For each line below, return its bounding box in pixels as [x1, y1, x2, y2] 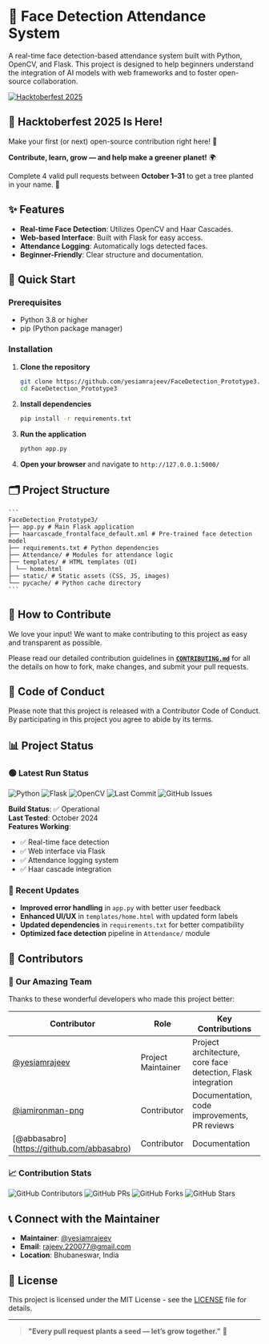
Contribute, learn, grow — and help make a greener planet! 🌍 [8, 152, 216, 162]
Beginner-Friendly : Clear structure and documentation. [19, 249, 204, 259]
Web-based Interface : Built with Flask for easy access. [19, 233, 203, 242]
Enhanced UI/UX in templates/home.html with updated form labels [19, 912, 239, 921]
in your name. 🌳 [8, 180, 60, 189]
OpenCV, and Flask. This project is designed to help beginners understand [8, 59, 254, 69]
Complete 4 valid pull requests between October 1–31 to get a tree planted [8, 171, 254, 180]
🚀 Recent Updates [8, 885, 80, 897]
